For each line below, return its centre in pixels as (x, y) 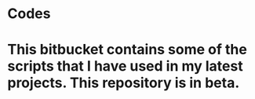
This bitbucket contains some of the (127, 50)
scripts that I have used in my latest (126, 66)
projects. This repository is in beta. (124, 83)
